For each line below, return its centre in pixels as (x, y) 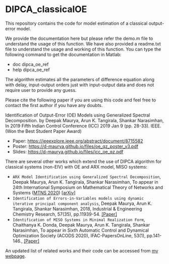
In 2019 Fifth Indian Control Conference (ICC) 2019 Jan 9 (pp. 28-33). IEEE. (83, 126)
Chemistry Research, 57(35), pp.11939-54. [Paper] (65, 214)
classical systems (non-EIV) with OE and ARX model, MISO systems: (76, 167)
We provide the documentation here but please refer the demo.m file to (79, 38)
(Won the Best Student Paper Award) (43, 131)
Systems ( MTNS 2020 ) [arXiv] (44, 192)
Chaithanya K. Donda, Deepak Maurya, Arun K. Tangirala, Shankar (81, 225)
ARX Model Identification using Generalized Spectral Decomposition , (87, 176)
